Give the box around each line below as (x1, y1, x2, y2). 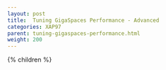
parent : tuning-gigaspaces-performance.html (7, 29, 141, 37)
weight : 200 (7, 36, 42, 43)
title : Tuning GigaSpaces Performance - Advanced (7, 17, 160, 24)
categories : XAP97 (7, 23, 61, 30)
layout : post (7, 10, 46, 17)
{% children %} (7, 55, 52, 64)
